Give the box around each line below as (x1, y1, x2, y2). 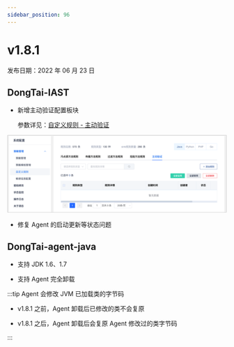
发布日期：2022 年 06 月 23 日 (7, 66, 95, 75)
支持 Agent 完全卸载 (17, 275, 75, 284)
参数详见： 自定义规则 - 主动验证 (17, 121, 110, 129)
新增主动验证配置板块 (17, 106, 79, 114)
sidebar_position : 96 (7, 11, 70, 18)
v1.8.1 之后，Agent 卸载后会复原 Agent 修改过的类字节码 (17, 319, 178, 327)
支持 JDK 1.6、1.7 (17, 260, 68, 268)
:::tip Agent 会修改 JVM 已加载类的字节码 (7, 290, 124, 298)
